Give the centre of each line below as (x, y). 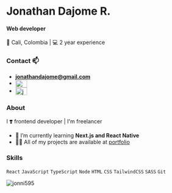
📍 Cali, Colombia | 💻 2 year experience (56, 42)
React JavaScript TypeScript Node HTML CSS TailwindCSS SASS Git (86, 172)
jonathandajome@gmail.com (53, 76)
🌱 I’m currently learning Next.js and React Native (77, 136)
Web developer (26, 28)
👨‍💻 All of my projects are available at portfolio (72, 142)
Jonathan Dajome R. (59, 11)
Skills (15, 158)
